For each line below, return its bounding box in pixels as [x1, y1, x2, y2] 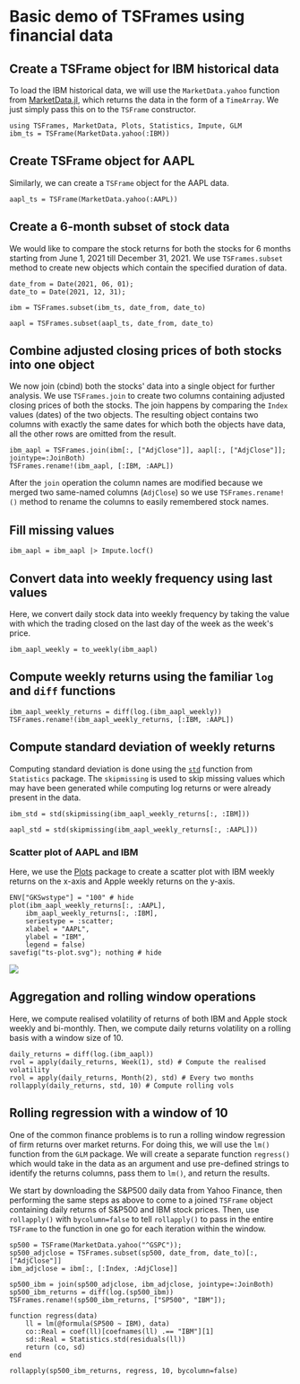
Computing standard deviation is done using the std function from [9, 763, 253, 774]
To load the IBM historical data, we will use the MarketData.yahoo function [9, 85, 280, 95]
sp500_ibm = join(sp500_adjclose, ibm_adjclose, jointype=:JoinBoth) [9, 1280, 275, 1289]
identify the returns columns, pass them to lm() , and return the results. [9, 1168, 270, 1178]
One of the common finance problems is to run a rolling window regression [9, 1129, 286, 1140]
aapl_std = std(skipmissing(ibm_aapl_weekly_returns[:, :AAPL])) [9, 824, 258, 834]
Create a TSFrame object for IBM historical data [9, 61, 279, 76]
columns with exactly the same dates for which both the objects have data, [9, 419, 287, 430]
